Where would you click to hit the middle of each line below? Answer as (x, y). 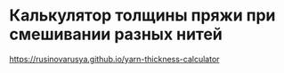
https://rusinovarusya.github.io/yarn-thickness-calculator (114, 59)
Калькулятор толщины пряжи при (142, 16)
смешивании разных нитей (116, 34)
